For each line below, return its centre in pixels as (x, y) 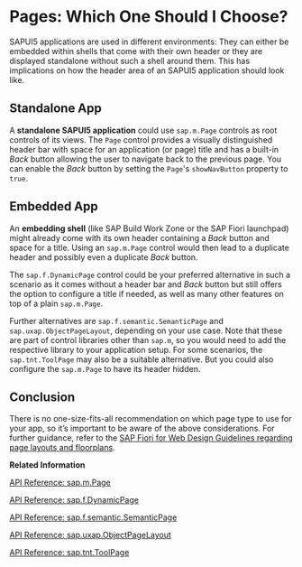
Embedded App (54, 206)
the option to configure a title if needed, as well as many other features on (146, 293)
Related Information (47, 465)
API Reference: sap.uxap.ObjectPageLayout (90, 535)
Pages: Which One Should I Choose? (149, 17)
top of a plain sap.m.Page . (56, 303)
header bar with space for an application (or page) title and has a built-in (144, 149)
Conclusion (42, 397)
